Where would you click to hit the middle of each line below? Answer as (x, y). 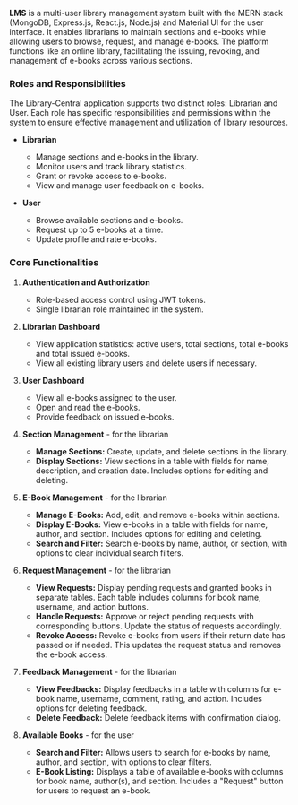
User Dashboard (53, 380)
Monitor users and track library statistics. (111, 167)
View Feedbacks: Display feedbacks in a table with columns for (153, 688)
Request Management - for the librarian (97, 570)
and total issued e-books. (83, 353)
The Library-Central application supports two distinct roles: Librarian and (144, 103)
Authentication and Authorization (86, 282)
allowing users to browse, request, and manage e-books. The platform (139, 41)
